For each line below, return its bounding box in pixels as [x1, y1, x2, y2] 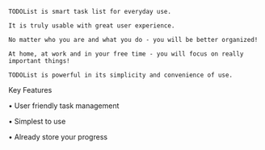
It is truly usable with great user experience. [8, 22, 175, 30]
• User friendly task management [8, 101, 120, 110]
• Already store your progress [8, 132, 107, 141]
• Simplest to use [8, 117, 66, 126]
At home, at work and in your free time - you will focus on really [8, 50, 244, 58]
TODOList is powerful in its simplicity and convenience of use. [8, 71, 233, 79]
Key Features [8, 85, 53, 94]
